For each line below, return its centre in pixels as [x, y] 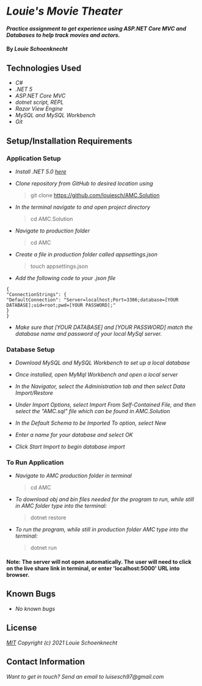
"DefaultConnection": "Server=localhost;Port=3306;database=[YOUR [92, 300]
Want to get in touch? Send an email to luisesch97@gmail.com [85, 676]
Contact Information [46, 662]
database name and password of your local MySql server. [88, 333]
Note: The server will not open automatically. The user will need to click [99, 562]
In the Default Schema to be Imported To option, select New [91, 423]
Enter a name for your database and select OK [74, 435]
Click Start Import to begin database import [70, 447]
